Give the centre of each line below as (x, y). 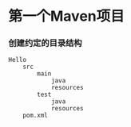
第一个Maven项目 (67, 16)
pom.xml (35, 116)
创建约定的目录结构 (45, 43)
